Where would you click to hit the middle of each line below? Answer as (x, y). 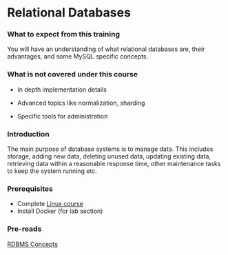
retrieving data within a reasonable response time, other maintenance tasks (114, 164)
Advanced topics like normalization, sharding (81, 103)
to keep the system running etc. (52, 171)
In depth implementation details (62, 89)
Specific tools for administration (62, 116)
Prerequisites (30, 189)
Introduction (28, 134)
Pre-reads (24, 229)
